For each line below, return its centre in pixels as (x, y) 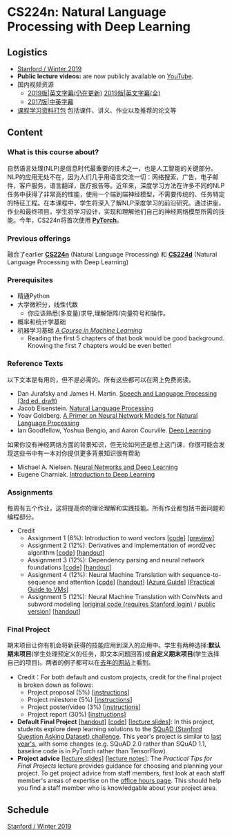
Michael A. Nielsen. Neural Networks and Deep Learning (97, 467)
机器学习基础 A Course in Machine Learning (80, 331)
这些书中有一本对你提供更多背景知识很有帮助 (76, 453)
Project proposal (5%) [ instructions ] (78, 692)
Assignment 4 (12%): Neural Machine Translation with (104, 574)
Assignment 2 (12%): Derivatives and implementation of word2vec (122, 545)
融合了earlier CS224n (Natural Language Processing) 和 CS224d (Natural (112, 254)
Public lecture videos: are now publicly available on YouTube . (105, 76)
